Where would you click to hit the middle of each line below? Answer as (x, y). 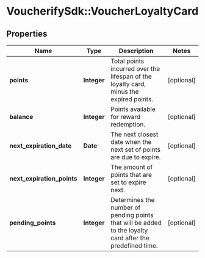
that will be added (136, 223)
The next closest (135, 134)
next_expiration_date (41, 146)
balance (21, 117)
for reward (126, 117)
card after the (130, 238)
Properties (27, 34)
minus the (125, 91)
